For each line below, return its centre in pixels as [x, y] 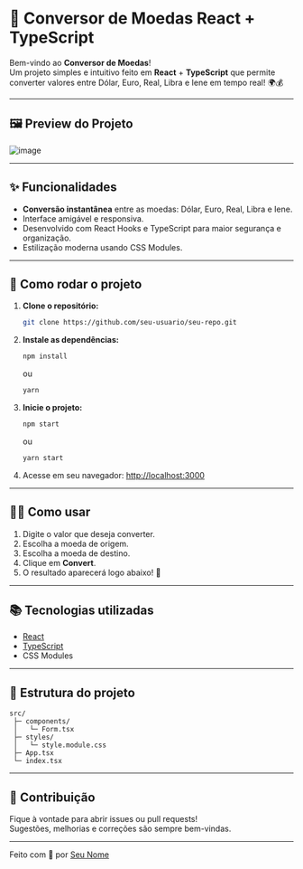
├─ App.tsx [33, 753]
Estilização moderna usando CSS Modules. [102, 247]
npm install [45, 356]
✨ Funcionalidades [63, 188]
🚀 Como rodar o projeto [76, 284]
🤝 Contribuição [52, 797]
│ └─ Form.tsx [44, 730]
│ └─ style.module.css [60, 745]
